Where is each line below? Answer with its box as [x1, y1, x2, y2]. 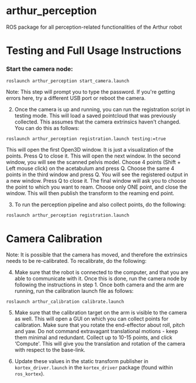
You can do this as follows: [14, 125, 80, 132]
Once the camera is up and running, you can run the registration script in [14, 106, 190, 113]
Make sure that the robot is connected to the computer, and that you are [14, 269, 188, 276]
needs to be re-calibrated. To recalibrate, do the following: [6, 258, 147, 265]
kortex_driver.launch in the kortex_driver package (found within [14, 364, 173, 371]
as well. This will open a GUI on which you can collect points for [14, 315, 169, 323]
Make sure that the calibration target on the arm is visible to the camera [14, 309, 187, 316]
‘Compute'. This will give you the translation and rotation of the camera [14, 340, 185, 347]
